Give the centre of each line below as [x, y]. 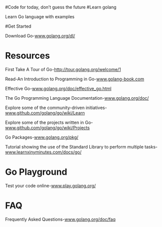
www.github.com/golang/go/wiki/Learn [45, 113]
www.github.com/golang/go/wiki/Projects [47, 127]
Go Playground [36, 172]
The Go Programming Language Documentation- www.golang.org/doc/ [77, 98]
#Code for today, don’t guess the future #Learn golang [61, 7]
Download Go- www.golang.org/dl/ [40, 36]
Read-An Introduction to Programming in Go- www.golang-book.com [75, 79]
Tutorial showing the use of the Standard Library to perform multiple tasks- [81, 147]
